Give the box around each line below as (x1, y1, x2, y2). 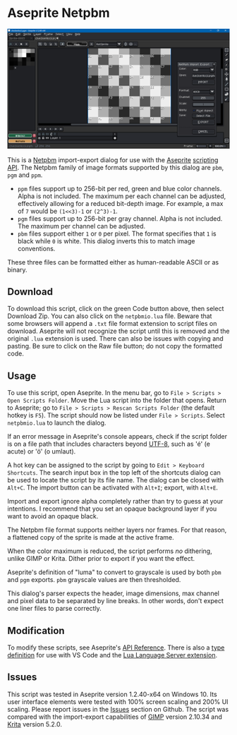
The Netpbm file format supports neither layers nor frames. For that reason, (7, 526, 227, 534)
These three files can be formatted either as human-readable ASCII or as (7, 257, 219, 266)
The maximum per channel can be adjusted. (17, 221, 146, 230)
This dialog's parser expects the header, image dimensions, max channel (7, 589, 220, 597)
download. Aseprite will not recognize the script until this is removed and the (7, 327, 230, 336)
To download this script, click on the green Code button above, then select (7, 305, 224, 313)
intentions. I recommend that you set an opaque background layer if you (7, 504, 217, 513)
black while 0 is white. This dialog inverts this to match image (17, 236, 195, 245)
